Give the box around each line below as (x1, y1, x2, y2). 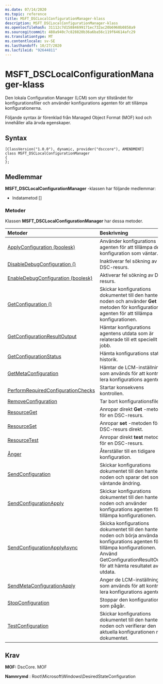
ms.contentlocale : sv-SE (5, 39, 55, 44)
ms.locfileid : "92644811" (5, 48, 57, 52)
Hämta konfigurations (99, 350, 149, 357)
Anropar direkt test (99, 434, 143, 441)
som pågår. (99, 602, 126, 609)
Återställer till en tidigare (99, 448, 155, 454)
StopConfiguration (7, 600, 49, 606)
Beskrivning (99, 230, 129, 236)
